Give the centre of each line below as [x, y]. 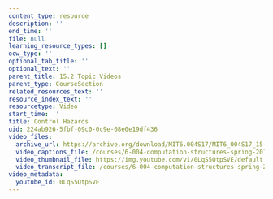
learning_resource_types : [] [58, 46]
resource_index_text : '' [50, 99]
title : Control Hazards [49, 122]
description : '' [36, 24]
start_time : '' [34, 115]
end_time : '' [30, 31]
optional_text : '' [39, 69]
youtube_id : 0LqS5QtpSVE [58, 182]
